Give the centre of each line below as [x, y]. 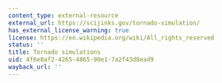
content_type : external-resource [63, 15]
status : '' [26, 45]
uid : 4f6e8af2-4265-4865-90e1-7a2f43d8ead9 [81, 60]
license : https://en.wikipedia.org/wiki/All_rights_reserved [111, 38]
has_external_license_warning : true [69, 30]
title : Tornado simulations [55, 52]
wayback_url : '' [35, 67]
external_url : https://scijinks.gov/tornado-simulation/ [104, 23]
